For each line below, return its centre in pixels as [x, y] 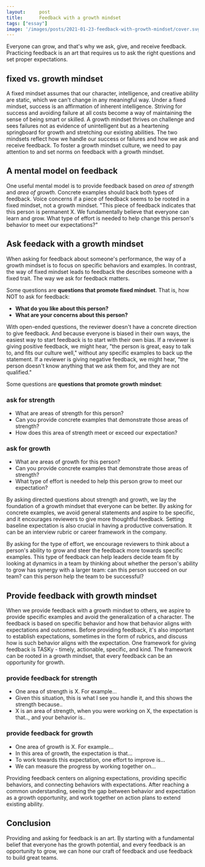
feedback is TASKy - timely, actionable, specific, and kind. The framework [99, 649]
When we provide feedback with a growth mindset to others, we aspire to [99, 611]
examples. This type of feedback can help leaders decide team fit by [93, 557]
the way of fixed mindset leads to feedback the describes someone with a [99, 271]
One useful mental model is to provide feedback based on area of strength [100, 186]
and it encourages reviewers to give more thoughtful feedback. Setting [95, 519]
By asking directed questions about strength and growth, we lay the [92, 500]
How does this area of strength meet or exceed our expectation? [96, 432]
